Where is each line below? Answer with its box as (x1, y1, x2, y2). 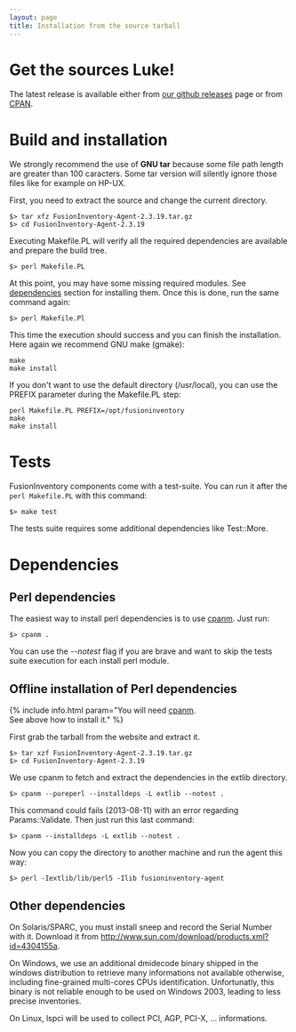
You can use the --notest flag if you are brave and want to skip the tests (9, 646, 273, 657)
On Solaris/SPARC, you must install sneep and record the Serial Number (9, 922, 273, 932)
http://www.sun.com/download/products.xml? (100, 931, 269, 941)
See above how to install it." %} (9, 714, 124, 725)
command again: (9, 297, 71, 308)
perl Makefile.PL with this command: (9, 490, 148, 501)
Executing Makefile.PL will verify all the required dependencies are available (9, 236, 288, 246)
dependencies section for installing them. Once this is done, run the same (9, 287, 280, 298)
